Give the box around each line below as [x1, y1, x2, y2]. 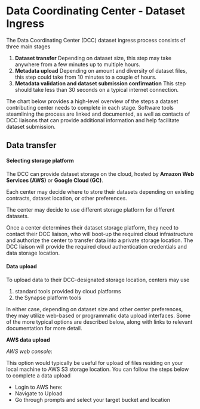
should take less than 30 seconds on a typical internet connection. [14, 86, 179, 93]
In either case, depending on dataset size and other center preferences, [6, 305, 183, 312]
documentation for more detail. [6, 324, 82, 331]
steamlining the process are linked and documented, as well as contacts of [6, 110, 190, 117]
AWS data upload [6, 336, 50, 343]
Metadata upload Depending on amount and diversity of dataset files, [14, 67, 187, 74]
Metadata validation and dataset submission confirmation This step [14, 79, 186, 87]
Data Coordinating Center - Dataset [6, 4, 186, 18]
